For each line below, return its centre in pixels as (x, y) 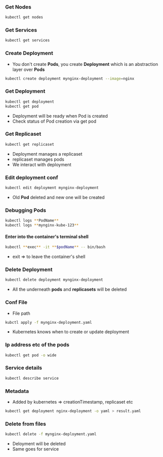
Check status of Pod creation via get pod (54, 121)
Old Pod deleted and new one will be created (58, 197)
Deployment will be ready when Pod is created (60, 116)
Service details (24, 368)
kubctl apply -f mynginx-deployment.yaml (49, 322)
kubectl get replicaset (30, 144)
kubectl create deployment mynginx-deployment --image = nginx (70, 78)
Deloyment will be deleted (39, 444)
